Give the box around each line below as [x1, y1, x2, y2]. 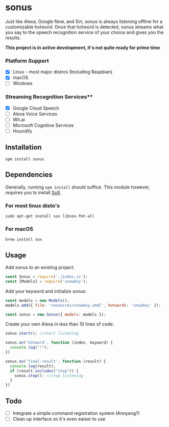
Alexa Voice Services [12, 111, 58, 117]
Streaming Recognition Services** [5, 93, 93, 100]
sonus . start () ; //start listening [5, 331, 79, 336]
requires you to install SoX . [5, 189, 62, 195]
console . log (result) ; [10, 363, 56, 368]
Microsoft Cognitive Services [12, 122, 74, 128]
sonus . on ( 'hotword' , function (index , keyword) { [5, 340, 113, 345]
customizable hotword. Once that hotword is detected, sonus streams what [5, 23, 164, 30]
